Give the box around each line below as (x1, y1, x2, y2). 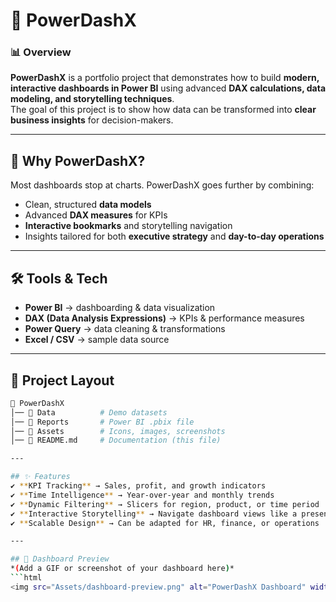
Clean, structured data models (24, 199, 152, 211)
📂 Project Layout (10, 372, 115, 389)
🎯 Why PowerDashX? (10, 152, 146, 169)
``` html (10, 573, 43, 583)
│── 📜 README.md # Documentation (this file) (10, 435, 222, 446)
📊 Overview (10, 45, 72, 59)
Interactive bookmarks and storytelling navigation (24, 220, 233, 232)
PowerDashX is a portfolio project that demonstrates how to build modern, (10, 72, 320, 84)
